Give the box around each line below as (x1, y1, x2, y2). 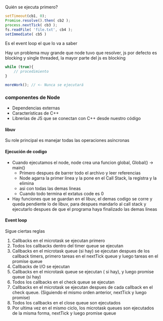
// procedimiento (14, 69, 49, 74)
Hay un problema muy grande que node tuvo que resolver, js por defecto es (5, 50, 157, 56)
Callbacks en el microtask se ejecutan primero (12, 238, 106, 243)
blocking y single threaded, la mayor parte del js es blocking (5, 55, 126, 61)
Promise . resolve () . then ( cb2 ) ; (5, 18, 71, 23)
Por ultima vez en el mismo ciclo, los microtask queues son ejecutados (12, 305, 154, 311)
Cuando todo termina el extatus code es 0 (19, 190, 104, 197)
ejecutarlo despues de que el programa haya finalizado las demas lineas (12, 206, 157, 212)
